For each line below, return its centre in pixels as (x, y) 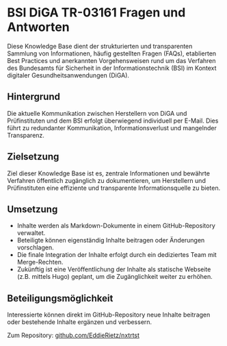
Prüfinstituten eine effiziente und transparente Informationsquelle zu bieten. (114, 188)
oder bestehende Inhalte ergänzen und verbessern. (80, 322)
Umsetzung (32, 209)
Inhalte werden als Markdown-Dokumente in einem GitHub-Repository (116, 226)
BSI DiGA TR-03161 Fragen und (96, 13)
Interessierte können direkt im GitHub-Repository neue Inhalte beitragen (109, 315)
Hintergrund (34, 97)
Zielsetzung (33, 157)
